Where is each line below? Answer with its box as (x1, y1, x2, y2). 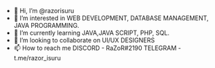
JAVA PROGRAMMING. (13, 22, 80, 29)
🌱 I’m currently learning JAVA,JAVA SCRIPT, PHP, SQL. (13, 28, 170, 37)
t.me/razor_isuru (13, 54, 61, 62)
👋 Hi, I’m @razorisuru (13, 7, 75, 15)
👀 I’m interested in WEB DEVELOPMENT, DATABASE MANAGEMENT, (13, 14, 209, 22)
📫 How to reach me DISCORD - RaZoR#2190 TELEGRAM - (13, 44, 181, 52)
